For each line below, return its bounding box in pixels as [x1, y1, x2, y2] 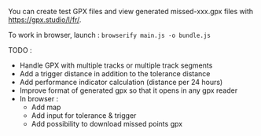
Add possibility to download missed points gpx [31, 119, 183, 128]
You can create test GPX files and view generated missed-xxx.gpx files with [8, 7, 254, 16]
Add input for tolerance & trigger [31, 111, 137, 120]
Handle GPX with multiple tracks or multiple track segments [19, 61, 213, 70]
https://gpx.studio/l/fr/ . [8, 15, 82, 24]
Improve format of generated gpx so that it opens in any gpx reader [19, 86, 238, 95]
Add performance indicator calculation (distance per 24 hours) [19, 78, 223, 86]
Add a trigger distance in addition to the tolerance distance [19, 69, 211, 78]
